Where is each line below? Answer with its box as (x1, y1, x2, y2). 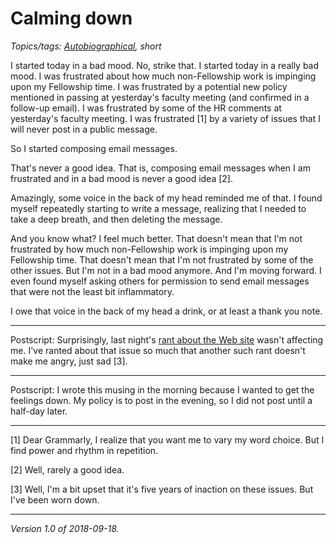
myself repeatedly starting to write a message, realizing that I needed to (10, 202, 307, 214)
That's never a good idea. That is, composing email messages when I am (10, 162, 311, 174)
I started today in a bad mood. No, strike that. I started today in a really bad (10, 59, 320, 71)
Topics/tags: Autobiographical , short (10, 40, 162, 52)
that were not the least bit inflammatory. (10, 285, 175, 297)
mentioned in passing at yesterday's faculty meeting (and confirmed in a (10, 91, 310, 103)
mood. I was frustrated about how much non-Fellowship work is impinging (10, 70, 317, 82)
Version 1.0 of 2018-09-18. (10, 522, 120, 534)
